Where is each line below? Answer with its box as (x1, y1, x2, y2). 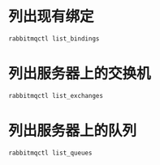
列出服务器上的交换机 (8, 65, 152, 82)
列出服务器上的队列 (8, 121, 137, 140)
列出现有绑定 (8, 7, 95, 26)
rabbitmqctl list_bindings (8, 34, 100, 43)
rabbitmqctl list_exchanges (8, 91, 104, 99)
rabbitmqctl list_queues (8, 149, 93, 157)
